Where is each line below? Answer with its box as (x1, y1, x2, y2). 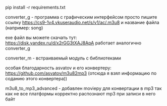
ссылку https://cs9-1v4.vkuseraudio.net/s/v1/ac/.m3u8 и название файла (5, 20, 159, 25)
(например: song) (5, 25, 43, 31)
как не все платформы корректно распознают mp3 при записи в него (5, 91, 156, 96)
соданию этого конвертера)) (5, 76, 67, 81)
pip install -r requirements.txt (5, 5, 66, 10)
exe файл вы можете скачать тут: (5, 35, 77, 40)
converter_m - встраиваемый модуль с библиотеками (5, 55, 121, 61)
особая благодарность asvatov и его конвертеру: (5, 65, 112, 71)
